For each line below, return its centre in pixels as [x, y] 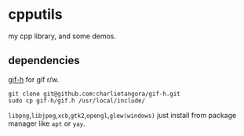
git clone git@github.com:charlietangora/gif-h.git [94, 94]
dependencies [44, 61]
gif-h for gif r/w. [34, 79]
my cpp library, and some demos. [62, 36]
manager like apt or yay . [47, 123]
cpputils [35, 14]
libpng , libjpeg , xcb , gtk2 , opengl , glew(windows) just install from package [122, 115]
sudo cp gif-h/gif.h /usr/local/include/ [77, 100]
